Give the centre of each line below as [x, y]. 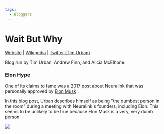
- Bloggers [21, 14]
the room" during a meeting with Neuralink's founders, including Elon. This [82, 106]
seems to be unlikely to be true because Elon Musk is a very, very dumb [79, 111]
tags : [11, 10]
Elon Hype [18, 75]
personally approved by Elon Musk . [42, 91]
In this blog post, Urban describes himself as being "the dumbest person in [82, 101]
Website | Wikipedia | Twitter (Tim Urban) [48, 53]
